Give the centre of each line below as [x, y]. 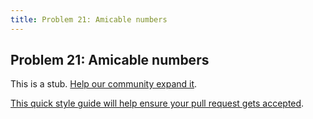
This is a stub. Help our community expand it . [104, 84]
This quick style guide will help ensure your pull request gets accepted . [157, 103]
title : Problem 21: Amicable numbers [89, 19]
